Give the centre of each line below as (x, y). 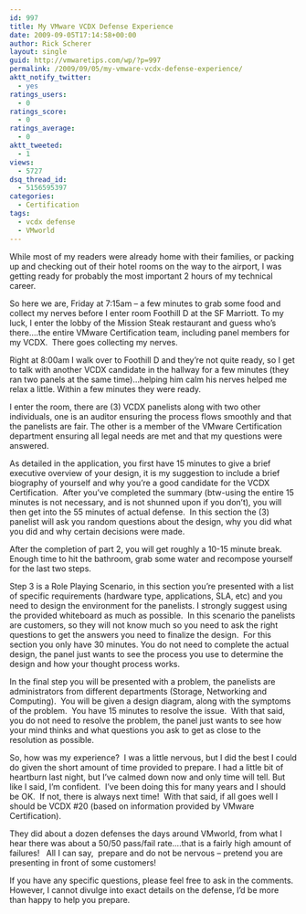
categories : (32, 197)
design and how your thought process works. (95, 664)
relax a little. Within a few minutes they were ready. (106, 388)
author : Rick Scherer (51, 43)
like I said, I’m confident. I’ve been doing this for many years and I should (148, 786)
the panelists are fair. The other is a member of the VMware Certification (146, 426)
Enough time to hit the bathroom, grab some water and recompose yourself (152, 558)
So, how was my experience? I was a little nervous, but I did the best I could (153, 757)
